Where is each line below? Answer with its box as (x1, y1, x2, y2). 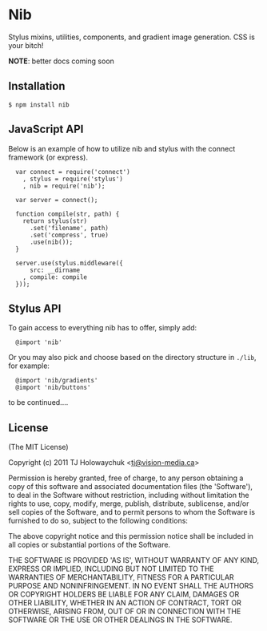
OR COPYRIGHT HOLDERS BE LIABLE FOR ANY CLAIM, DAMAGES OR (8, 589, 240, 599)
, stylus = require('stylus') (22, 175, 124, 183)
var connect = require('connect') (15, 168, 130, 176)
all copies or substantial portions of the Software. (8, 540, 170, 550)
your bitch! (8, 40, 44, 50)
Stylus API (8, 301, 62, 315)
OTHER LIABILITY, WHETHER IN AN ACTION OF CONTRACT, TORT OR (8, 598, 241, 608)
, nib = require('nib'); (22, 182, 106, 190)
